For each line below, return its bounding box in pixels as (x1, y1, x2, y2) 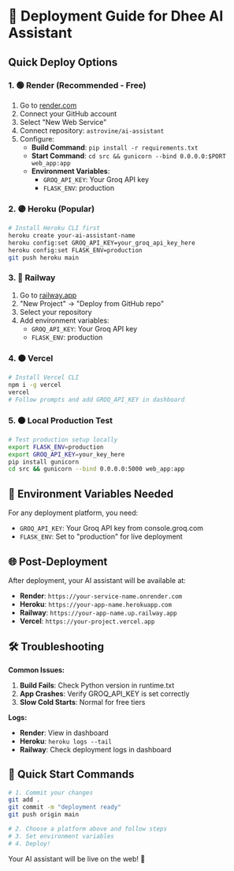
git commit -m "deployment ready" (8, 803, 122, 812)
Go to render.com (19, 100, 77, 110)
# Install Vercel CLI (8, 373, 80, 382)
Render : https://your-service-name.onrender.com (19, 591, 183, 600)
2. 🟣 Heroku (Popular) (8, 203, 95, 214)
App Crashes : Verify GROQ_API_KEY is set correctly (19, 688, 190, 699)
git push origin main (8, 811, 80, 819)
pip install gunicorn (8, 458, 80, 466)
